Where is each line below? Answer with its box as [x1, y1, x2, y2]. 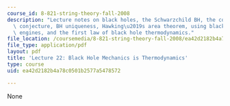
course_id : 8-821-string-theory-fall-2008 [7, 10, 130, 17]
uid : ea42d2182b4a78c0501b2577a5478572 [7, 67, 121, 74]
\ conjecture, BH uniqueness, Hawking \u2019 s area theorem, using [13, 23, 207, 29]
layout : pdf [7, 49, 41, 55]
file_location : [7, 36, 51, 42]
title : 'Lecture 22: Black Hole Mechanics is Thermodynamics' [7, 55, 188, 62]
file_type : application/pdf [7, 42, 88, 49]
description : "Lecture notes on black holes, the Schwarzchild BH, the [7, 16, 216, 23]
